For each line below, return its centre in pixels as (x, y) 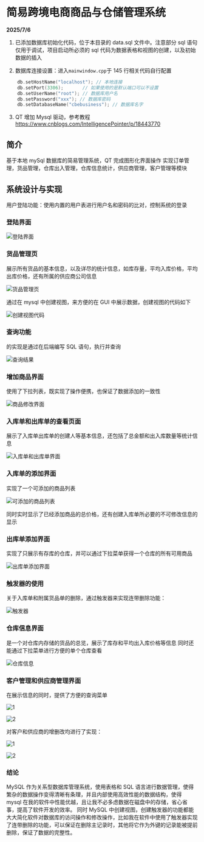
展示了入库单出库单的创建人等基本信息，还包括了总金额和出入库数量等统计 (99, 436)
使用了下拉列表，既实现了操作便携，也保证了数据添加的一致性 (83, 391)
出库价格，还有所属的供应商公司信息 (52, 276)
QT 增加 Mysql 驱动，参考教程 (53, 117)
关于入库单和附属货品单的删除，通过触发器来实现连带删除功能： (86, 598)
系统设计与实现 (34, 189)
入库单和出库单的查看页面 (44, 422)
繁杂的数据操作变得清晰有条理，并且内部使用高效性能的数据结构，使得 (94, 794)
